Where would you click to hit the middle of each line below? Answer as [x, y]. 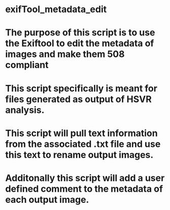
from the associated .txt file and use [83, 144]
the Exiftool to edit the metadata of [80, 43]
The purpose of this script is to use [80, 33]
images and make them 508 [65, 54]
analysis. [25, 110]
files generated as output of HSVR [79, 99]
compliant [27, 65]
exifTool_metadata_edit [56, 9]
